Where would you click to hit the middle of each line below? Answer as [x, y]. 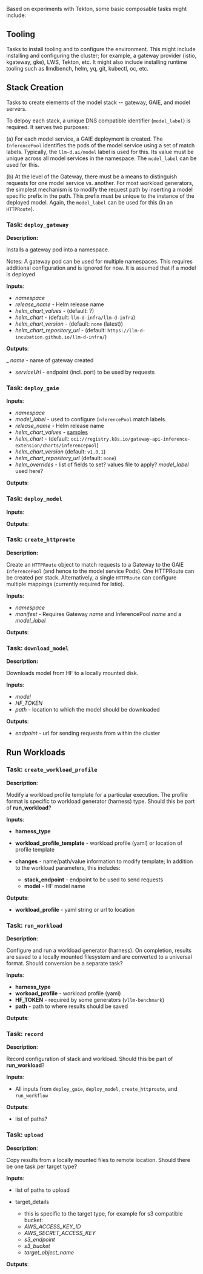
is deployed [21, 274]
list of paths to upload [42, 1190]
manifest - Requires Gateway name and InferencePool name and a [98, 614]
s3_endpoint [40, 1239]
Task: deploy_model [34, 499]
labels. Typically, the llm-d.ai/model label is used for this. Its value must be [100, 152]
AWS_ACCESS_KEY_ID [52, 1227]
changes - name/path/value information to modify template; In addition [104, 861]
